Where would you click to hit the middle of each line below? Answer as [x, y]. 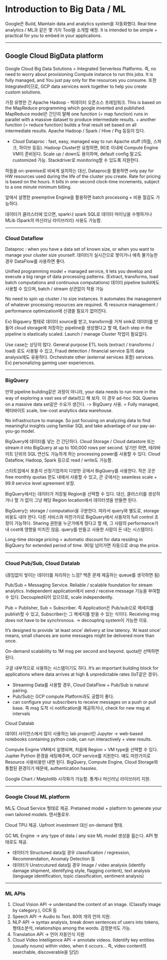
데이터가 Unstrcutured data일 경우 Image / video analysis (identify [79, 865]
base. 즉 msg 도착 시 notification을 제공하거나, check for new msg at [81, 708]
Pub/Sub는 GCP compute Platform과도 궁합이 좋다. [63, 696]
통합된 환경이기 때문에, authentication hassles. [51, 768]
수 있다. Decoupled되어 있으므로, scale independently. [59, 597]
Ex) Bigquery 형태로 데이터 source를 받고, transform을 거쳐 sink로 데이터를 [79, 322]
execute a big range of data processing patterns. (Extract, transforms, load [82, 277]
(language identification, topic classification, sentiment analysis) [78, 876]
